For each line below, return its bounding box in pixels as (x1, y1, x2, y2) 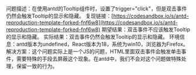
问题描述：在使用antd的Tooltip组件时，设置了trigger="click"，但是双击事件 (6, 5, 187, 12)
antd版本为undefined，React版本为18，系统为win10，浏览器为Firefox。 (16, 40, 189, 47)
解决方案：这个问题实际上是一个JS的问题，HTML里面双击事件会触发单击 (6, 48, 181, 54)
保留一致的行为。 (16, 63, 58, 69)
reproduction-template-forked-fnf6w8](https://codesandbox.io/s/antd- (6, 19, 178, 26)
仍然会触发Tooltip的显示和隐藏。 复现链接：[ (6, 12, 113, 19)
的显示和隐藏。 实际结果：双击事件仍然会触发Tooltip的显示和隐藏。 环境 (6, 33, 180, 40)
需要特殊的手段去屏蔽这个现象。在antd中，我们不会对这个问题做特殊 (16, 55, 182, 62)
